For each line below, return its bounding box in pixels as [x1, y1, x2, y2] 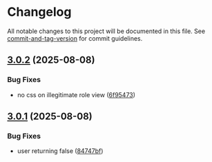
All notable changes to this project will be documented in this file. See [7, 27, 206, 35]
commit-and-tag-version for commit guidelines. [7, 34, 143, 42]
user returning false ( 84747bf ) [17, 147, 104, 155]
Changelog [7, 4, 72, 20]
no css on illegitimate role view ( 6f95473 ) [17, 90, 136, 99]
